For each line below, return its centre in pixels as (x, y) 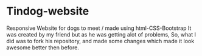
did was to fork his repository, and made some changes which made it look (100, 41)
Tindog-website (48, 11)
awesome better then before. (43, 47)
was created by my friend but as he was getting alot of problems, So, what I (101, 34)
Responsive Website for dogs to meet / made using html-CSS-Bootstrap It (99, 28)
